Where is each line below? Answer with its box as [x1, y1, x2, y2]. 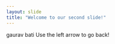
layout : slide [6, 8, 42, 15]
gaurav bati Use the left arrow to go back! [6, 31, 110, 38]
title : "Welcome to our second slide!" [6, 14, 107, 20]
